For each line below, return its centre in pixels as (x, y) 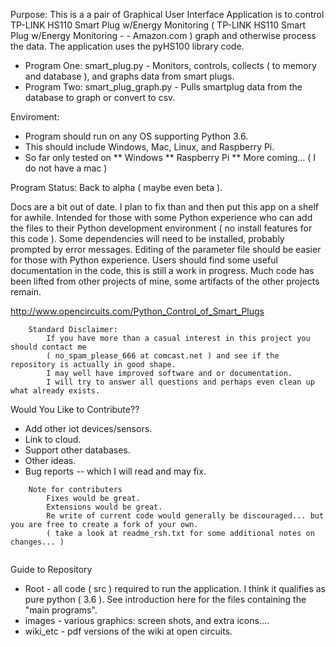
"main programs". (61, 610)
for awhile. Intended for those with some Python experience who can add (161, 217)
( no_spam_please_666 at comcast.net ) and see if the (163, 356)
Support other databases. (77, 450)
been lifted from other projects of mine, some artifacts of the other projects (165, 281)
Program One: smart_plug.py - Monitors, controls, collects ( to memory (170, 65)
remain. (26, 292)
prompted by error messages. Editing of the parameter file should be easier (166, 249)
